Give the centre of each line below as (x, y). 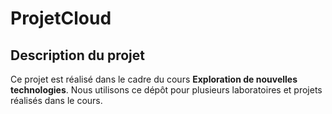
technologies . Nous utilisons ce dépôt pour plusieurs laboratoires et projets (166, 90)
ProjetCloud (61, 18)
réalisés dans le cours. (56, 100)
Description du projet (78, 55)
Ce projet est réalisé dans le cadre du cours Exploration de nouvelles (154, 79)
